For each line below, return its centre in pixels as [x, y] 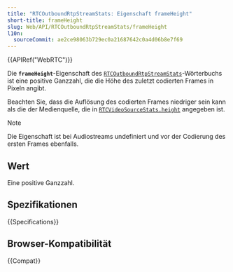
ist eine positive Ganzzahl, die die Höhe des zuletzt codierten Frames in [111, 81]
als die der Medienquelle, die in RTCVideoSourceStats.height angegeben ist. [116, 109]
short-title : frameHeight [45, 20]
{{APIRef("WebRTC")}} [40, 60]
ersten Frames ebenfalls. [43, 144]
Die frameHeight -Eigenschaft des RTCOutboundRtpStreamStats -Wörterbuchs [115, 74]
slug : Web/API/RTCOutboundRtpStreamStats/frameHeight [87, 27]
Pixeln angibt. [27, 88]
